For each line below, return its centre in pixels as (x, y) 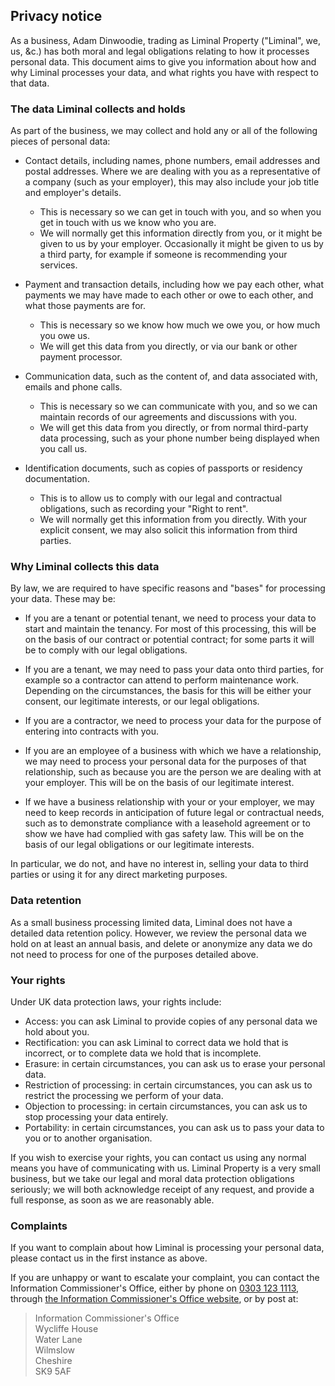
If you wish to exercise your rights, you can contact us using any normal (158, 1157)
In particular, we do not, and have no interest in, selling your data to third (159, 864)
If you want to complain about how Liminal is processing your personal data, (167, 1248)
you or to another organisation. (88, 1138)
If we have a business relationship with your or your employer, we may (169, 802)
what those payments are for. (85, 306)
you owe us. (64, 336)
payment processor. (81, 357)
